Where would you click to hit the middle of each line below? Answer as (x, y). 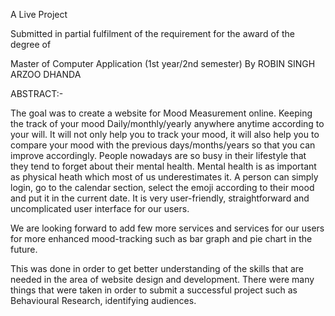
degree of (31, 44)
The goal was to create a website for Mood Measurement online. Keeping (161, 113)
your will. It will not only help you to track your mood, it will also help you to (165, 134)
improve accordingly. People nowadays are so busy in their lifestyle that (158, 155)
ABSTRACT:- (37, 93)
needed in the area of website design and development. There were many (162, 279)
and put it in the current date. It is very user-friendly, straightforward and (160, 198)
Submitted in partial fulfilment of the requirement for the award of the (152, 33)
